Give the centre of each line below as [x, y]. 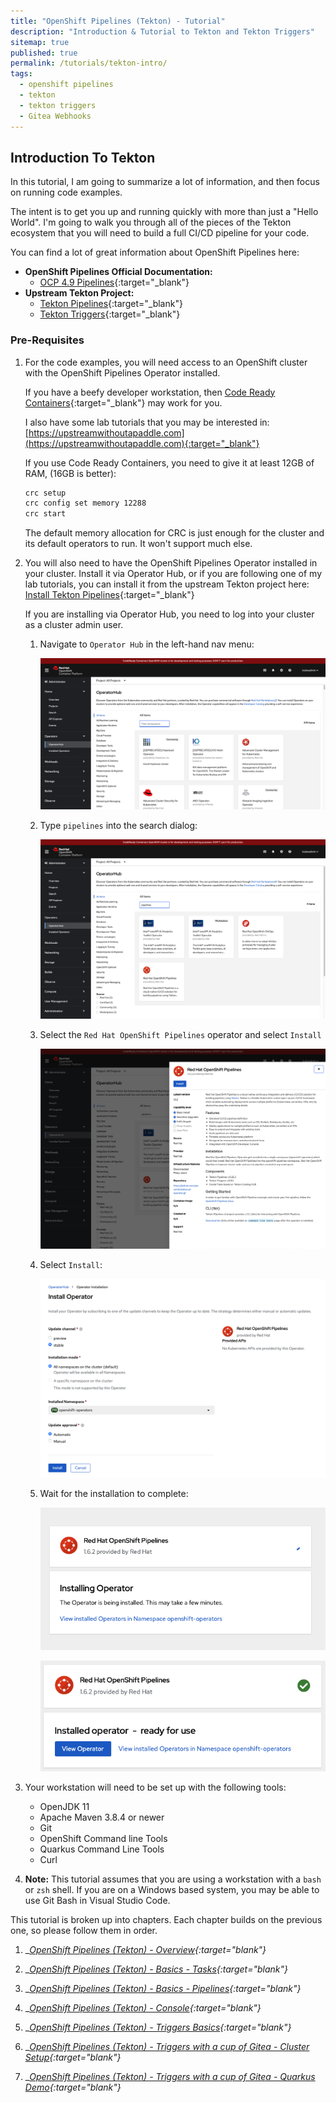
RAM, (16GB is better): [70, 473]
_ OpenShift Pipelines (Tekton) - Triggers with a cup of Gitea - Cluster [167, 2047]
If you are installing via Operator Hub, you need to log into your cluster [169, 614]
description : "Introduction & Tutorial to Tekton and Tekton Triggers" [162, 31]
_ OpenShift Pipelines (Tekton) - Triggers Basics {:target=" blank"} [158, 2027]
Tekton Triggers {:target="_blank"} [110, 314]
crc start [45, 514]
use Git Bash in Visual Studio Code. [97, 1901]
